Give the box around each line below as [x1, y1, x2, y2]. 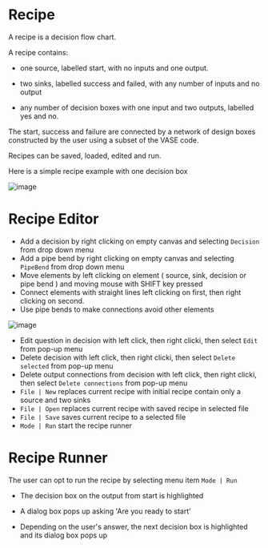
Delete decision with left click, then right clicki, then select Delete [19, 353, 236, 362]
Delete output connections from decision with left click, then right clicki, [19, 369, 258, 379]
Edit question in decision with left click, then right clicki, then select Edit [19, 335, 258, 345]
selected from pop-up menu [19, 361, 114, 370]
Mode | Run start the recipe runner [19, 421, 132, 430]
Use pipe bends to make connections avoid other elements [19, 304, 214, 314]
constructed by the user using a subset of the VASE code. [8, 135, 199, 145]
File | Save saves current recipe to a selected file [19, 412, 186, 421]
